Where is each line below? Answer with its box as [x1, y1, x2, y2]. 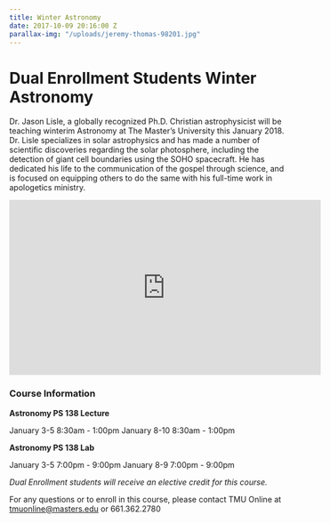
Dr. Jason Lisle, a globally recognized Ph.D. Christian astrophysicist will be [9, 117, 282, 127]
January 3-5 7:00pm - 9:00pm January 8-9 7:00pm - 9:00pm [9, 459, 236, 470]
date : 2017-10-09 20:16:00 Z [9, 21, 117, 30]
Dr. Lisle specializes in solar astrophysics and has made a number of [9, 135, 261, 146]
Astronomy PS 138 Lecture [9, 407, 109, 418]
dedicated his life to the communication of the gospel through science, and [9, 164, 285, 174]
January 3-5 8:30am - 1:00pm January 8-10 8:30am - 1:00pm [9, 424, 236, 436]
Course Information [9, 388, 96, 400]
